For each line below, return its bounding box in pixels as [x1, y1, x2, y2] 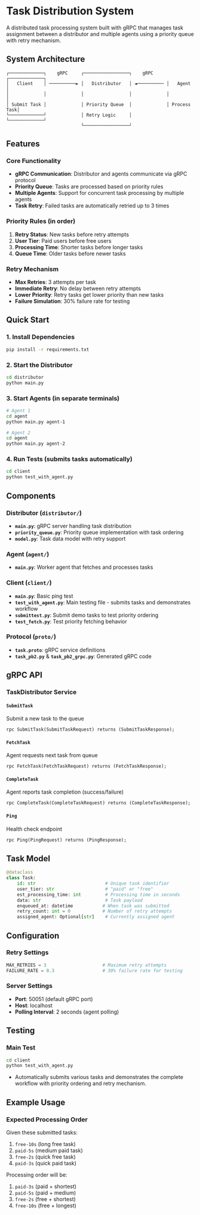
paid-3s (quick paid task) [14, 1159, 76, 1166]
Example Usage [6, 1097, 66, 1107]
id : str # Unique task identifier [17, 881, 170, 887]
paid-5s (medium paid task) [14, 1147, 83, 1154]
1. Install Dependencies [6, 333, 75, 341]
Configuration [6, 930, 60, 940]
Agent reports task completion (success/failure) [6, 788, 124, 795]
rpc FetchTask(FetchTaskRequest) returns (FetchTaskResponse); [6, 763, 167, 770]
